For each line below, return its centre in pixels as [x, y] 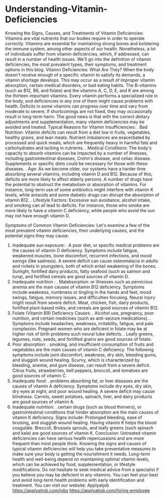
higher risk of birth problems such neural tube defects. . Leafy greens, [83, 334]
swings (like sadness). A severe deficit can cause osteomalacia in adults [85, 261]
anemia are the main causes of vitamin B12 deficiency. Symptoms [78, 287]
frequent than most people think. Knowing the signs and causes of [79, 443]
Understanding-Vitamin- [56, 9]
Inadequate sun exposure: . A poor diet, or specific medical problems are [86, 245]
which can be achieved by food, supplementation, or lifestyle [74, 464]
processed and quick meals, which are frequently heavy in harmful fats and [81, 142]
